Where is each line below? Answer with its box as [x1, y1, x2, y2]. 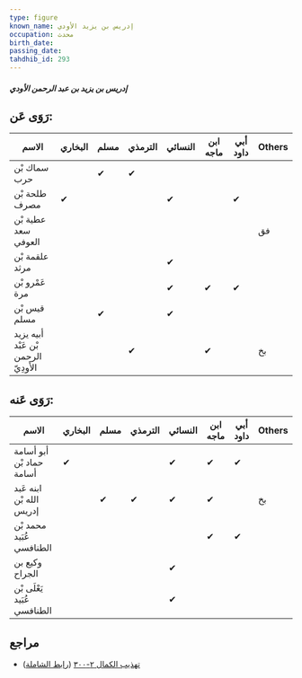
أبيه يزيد [13, 328, 44, 340]
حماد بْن [13, 456, 44, 469]
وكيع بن [13, 556, 42, 568]
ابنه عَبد [13, 482, 42, 495]
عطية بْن [13, 213, 47, 225]
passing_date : [9, 47, 63, 56]
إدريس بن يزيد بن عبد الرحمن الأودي [9, 83, 128, 93]
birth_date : [9, 38, 54, 48]
